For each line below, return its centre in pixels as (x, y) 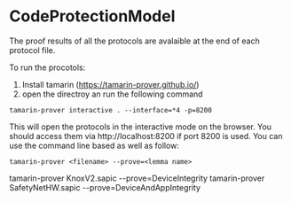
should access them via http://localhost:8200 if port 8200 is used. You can (146, 136)
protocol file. (32, 50)
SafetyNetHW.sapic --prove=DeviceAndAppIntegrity (105, 187)
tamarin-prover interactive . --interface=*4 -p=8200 (111, 110)
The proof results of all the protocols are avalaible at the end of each (134, 41)
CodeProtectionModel (92, 16)
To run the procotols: (47, 67)
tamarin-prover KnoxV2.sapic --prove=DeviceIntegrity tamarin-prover (137, 178)
